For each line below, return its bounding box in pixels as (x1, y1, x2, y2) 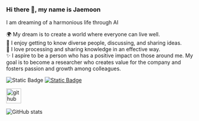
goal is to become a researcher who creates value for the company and (6, 59, 181, 66)
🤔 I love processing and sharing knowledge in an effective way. (6, 46, 160, 53)
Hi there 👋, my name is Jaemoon (6, 5, 101, 14)
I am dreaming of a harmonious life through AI (6, 19, 119, 26)
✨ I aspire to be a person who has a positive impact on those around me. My (6, 52, 193, 59)
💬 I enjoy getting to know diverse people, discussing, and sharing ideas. (6, 39, 182, 46)
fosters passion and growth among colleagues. (6, 65, 121, 72)
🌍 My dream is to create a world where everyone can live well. (6, 31, 160, 38)
